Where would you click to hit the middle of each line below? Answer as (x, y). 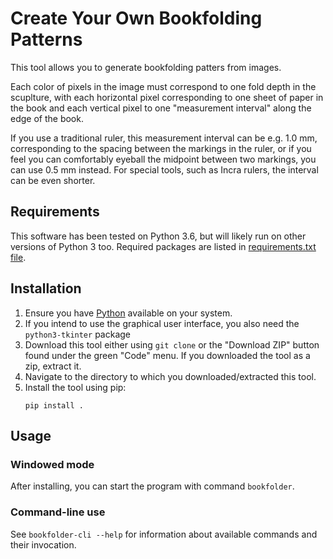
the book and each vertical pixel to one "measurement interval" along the (161, 108)
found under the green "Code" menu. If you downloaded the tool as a (167, 355)
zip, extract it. (53, 366)
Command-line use (58, 512)
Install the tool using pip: (75, 387)
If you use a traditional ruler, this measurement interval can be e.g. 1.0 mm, (164, 138)
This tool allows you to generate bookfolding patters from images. (146, 67)
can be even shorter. (53, 180)
